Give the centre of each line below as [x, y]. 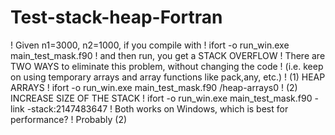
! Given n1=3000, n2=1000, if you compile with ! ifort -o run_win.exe [150, 45]
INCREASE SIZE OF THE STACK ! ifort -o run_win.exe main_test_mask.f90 [161, 98]
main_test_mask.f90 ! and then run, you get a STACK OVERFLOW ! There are [168, 55]
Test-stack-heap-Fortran [116, 17]
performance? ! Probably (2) [69, 119]
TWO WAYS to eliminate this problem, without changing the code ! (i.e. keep [167, 66]
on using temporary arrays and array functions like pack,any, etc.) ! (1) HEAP [168, 77]
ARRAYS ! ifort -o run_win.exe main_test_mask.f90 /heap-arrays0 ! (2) [154, 87]
